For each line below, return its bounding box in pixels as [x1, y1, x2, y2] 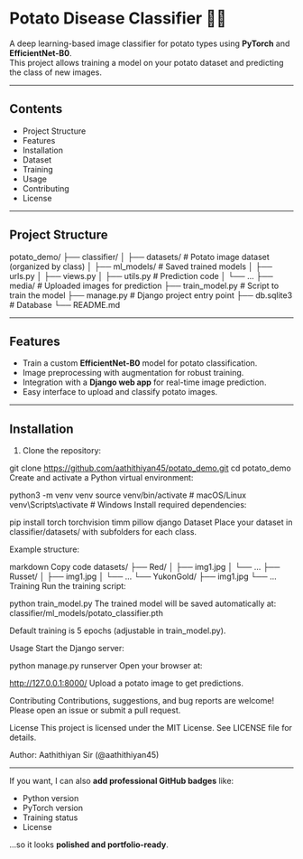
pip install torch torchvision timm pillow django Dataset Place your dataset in [9, 517, 293, 528]
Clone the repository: [22, 445, 102, 456]
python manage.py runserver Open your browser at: [9, 660, 203, 671]
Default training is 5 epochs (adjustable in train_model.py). [9, 625, 226, 636]
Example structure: [9, 544, 79, 555]
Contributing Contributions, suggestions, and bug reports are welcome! [9, 696, 275, 706]
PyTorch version [22, 803, 84, 814]
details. [9, 732, 37, 743]
